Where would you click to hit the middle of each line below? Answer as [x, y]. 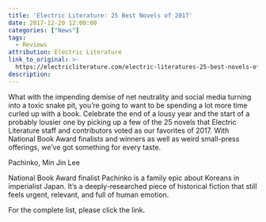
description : [30, 74]
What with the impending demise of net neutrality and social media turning [130, 96]
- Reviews [31, 45]
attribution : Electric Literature [65, 52]
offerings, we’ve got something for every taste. [85, 147]
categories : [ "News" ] [44, 30]
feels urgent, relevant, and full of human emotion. [89, 194]
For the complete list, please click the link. [77, 209]
